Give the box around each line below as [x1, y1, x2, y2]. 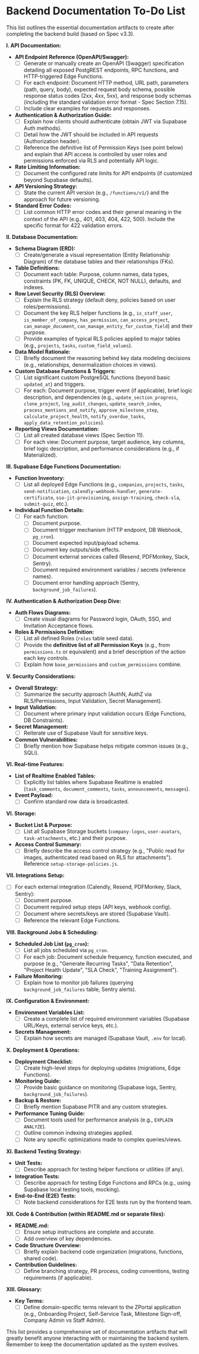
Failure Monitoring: [14, 972, 64, 980]
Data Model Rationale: [14, 348, 71, 355]
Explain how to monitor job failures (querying [23, 979, 134, 986]
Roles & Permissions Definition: [14, 628, 94, 636]
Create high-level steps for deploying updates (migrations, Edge [23, 1064, 181, 1071]
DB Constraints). [23, 717, 64, 724]
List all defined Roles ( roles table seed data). [23, 634, 134, 642]
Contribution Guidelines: [14, 1261, 77, 1268]
